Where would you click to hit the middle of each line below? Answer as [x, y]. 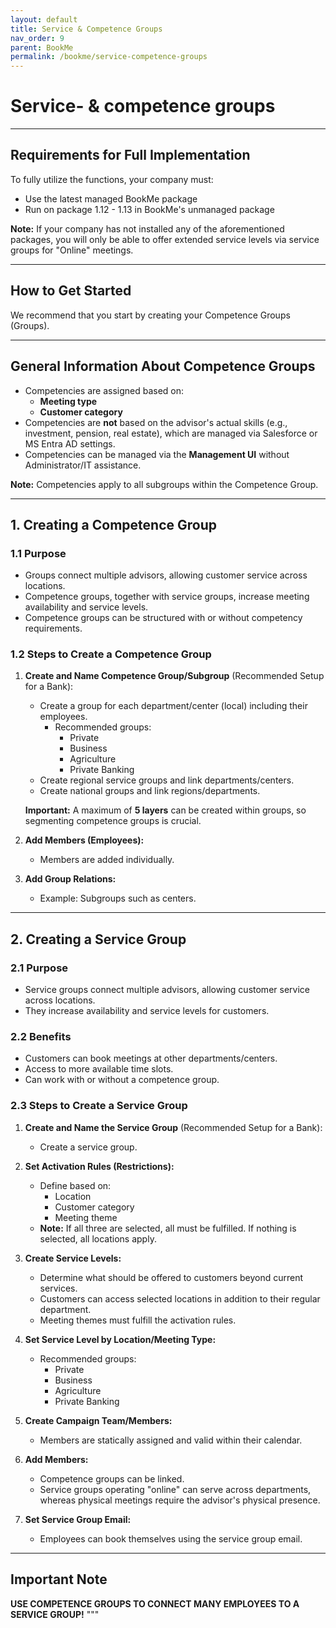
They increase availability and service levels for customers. [147, 1011]
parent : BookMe [42, 47]
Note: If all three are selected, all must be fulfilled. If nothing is [168, 1228]
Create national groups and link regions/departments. [150, 791]
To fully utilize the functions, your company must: [112, 179]
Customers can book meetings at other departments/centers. [151, 1058]
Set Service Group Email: [78, 1519]
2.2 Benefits [41, 1037]
